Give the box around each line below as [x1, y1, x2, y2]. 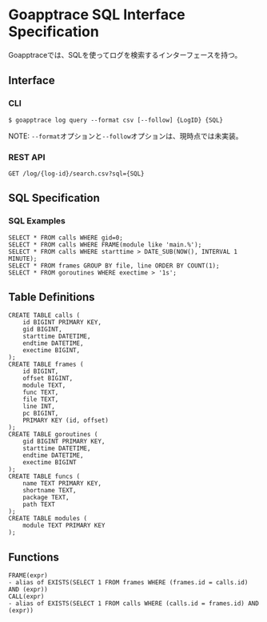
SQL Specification [8, 191, 100, 205]
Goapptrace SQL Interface [8, 6, 185, 24]
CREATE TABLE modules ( [8, 515, 88, 523]
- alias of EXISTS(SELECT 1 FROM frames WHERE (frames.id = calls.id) [8, 579, 249, 587]
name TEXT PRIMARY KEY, [22, 480, 102, 488]
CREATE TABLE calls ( [8, 311, 81, 319]
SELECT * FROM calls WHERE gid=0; [8, 234, 124, 242]
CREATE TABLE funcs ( [8, 472, 81, 481]
